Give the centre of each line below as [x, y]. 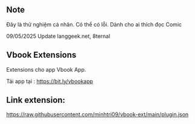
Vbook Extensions [41, 55]
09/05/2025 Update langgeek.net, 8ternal [58, 36]
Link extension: [36, 100]
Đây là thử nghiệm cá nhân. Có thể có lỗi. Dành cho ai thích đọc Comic [94, 24]
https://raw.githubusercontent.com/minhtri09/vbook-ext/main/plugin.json [97, 114]
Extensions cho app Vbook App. [46, 69]
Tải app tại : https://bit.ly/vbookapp [50, 81]
